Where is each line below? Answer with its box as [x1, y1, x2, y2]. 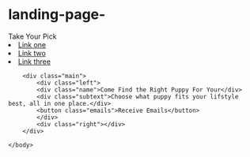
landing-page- [8, 6, 106, 24]
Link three [18, 57, 51, 66]
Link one [18, 39, 47, 49]
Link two [18, 48, 46, 58]
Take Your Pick [8, 32, 57, 41]
